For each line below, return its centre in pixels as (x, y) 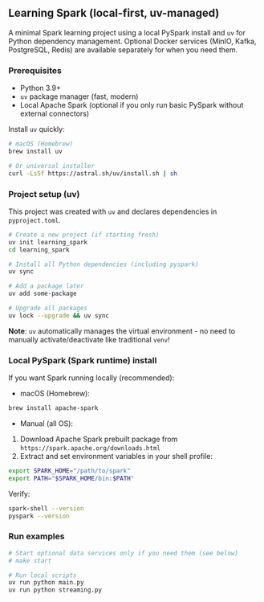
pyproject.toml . (35, 219)
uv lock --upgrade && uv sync (59, 315)
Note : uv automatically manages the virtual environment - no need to (122, 331)
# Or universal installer (51, 166)
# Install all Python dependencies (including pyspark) (104, 264)
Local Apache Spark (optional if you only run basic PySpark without (132, 105)
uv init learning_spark (48, 242)
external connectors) (55, 114)
